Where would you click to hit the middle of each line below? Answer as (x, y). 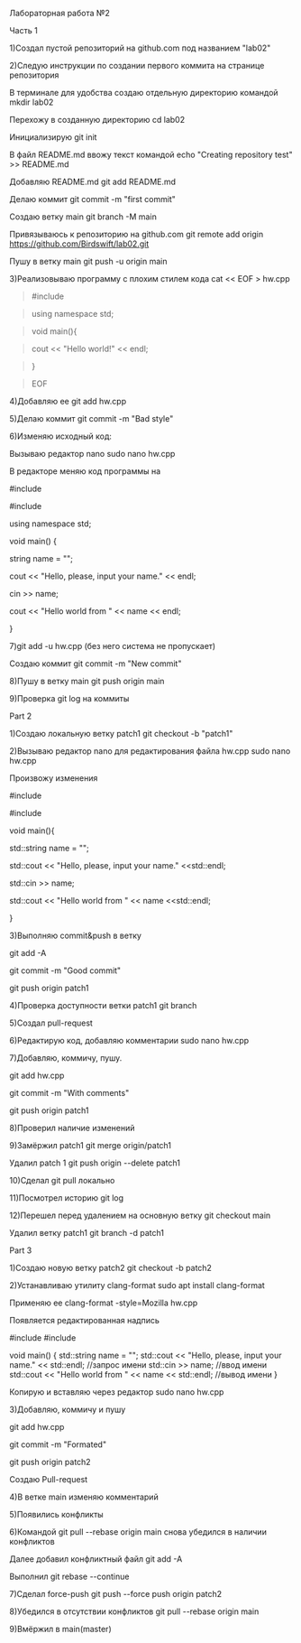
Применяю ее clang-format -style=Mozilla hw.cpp (104, 1303)
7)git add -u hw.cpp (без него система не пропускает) (113, 646)
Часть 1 (23, 30)
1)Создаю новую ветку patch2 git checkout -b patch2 (110, 1268)
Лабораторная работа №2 (60, 13)
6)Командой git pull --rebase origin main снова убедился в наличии (138, 1532)
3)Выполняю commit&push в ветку (76, 935)
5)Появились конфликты (56, 1514)
